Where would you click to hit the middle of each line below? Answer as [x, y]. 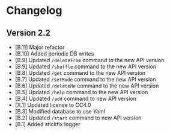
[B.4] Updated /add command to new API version [75, 98]
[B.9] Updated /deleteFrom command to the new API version [90, 60]
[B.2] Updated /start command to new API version [78, 118]
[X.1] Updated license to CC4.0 [53, 105]
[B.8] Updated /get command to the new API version [80, 73]
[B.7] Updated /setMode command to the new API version [85, 79]
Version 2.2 [29, 33]
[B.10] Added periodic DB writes [54, 54]
